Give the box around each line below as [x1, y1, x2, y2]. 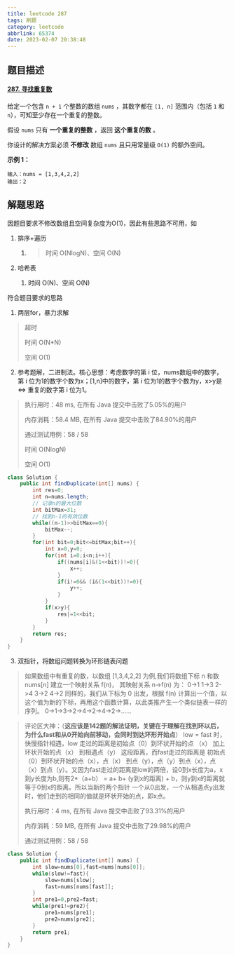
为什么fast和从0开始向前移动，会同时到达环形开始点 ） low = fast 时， [24, 731, 226, 739]
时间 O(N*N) [24, 338, 62, 346]
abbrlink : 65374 [7, 29, 55, 37]
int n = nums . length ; [32, 494, 90, 501]
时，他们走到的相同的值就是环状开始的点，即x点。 [24, 792, 170, 800]
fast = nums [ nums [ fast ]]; [44, 883, 114, 890]
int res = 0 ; [32, 487, 64, 494]
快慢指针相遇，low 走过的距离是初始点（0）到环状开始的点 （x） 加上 [24, 739, 226, 747]
